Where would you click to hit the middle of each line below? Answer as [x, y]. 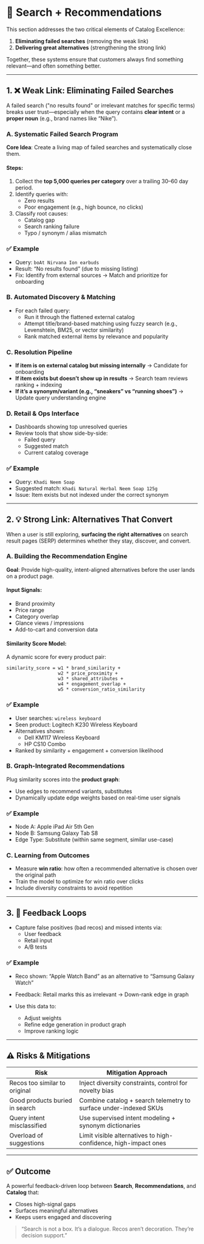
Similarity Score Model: [36, 643]
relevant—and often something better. [54, 66]
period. [24, 188]
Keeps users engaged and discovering [63, 1217]
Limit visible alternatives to [117, 1136]
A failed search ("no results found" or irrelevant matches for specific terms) [101, 105]
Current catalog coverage [56, 452]
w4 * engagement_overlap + [92, 684]
